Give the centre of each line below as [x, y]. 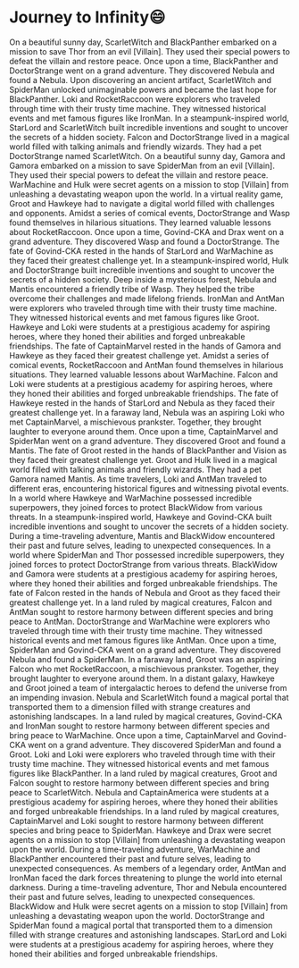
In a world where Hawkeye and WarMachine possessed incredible [131, 498]
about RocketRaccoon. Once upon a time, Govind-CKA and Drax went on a [146, 231]
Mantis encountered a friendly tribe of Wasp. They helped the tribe [132, 289]
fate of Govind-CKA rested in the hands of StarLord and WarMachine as [141, 251]
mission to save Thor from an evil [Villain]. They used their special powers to [149, 51]
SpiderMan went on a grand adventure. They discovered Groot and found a [147, 441]
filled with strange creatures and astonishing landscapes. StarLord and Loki [148, 934]
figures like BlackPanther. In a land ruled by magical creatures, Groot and [143, 773]
